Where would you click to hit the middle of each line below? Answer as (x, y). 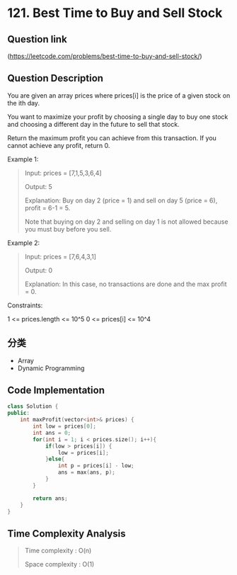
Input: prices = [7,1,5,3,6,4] (63, 173)
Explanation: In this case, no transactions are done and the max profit (126, 284)
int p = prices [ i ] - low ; (96, 466)
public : (19, 413)
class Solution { (33, 406)
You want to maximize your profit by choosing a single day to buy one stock (118, 116)
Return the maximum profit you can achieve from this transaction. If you (112, 138)
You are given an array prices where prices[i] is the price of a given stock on (119, 95)
